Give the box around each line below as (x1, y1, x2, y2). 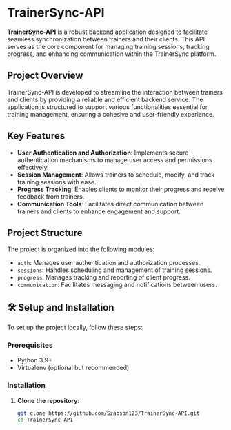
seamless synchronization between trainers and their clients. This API (7, 35, 205, 43)
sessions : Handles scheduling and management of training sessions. (17, 266, 212, 274)
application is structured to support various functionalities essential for (7, 102, 208, 111)
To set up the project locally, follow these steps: (7, 323, 143, 332)
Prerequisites (7, 340, 53, 350)
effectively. (17, 163, 49, 171)
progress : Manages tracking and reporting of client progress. (17, 273, 191, 282)
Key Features (7, 130, 66, 142)
